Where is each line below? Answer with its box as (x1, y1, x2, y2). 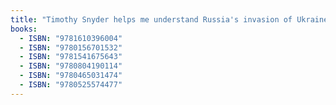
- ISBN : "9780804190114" (19, 61, 123, 71)
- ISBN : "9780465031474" (19, 71, 123, 81)
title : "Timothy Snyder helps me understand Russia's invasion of (10, 14, 293, 25)
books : (10, 24, 38, 34)
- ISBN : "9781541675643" (19, 52, 123, 62)
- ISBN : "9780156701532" (19, 42, 123, 53)
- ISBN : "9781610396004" (19, 33, 123, 43)
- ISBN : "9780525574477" (19, 80, 123, 90)
